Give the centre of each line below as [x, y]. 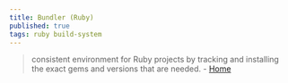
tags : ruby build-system [56, 34]
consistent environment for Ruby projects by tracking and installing [155, 60]
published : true [39, 26]
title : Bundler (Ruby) [52, 17]
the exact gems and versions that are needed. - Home [131, 69]
